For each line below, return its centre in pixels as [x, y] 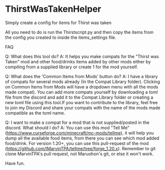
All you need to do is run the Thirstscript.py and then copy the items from [79, 32]
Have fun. [15, 163]
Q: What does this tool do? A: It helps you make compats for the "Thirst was [82, 56]
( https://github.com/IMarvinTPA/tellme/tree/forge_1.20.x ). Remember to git [81, 148]
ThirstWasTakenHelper [53, 9]
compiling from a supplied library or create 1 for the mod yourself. [72, 67]
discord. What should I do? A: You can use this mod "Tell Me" [67, 127]
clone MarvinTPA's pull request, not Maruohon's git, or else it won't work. [80, 154]
